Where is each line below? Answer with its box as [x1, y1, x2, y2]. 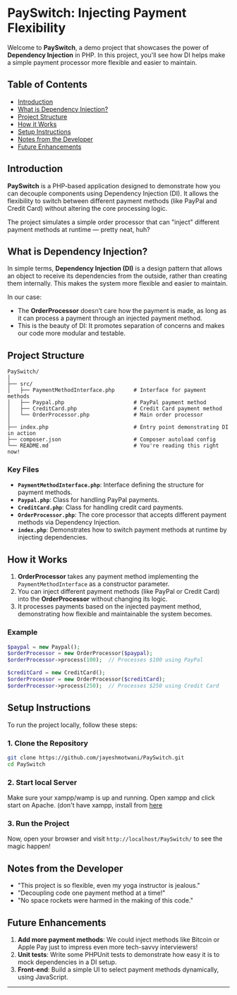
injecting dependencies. [17, 533, 88, 542]
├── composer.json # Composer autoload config [7, 436, 217, 444]
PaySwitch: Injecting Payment [7, 5, 187, 21]
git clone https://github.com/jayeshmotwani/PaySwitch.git [7, 754, 185, 761]
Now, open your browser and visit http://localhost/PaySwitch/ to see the [7, 834, 223, 843]
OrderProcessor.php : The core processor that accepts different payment [17, 511, 227, 519]
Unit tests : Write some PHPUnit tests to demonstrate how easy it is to [17, 950, 220, 958]
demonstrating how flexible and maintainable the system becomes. [17, 610, 213, 618]
